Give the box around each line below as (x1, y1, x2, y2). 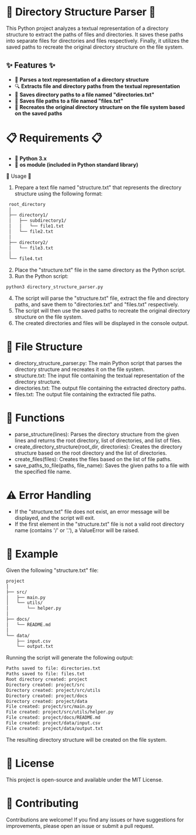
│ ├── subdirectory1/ (8, 218, 67, 224)
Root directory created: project (6, 677, 88, 682)
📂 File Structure (6, 340, 83, 354)
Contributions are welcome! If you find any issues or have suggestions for (6, 816, 184, 823)
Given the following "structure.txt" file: (6, 566, 99, 574)
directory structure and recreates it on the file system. (14, 366, 145, 373)
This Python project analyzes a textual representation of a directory (6, 25, 169, 32)
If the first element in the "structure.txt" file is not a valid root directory (14, 520, 184, 528)
